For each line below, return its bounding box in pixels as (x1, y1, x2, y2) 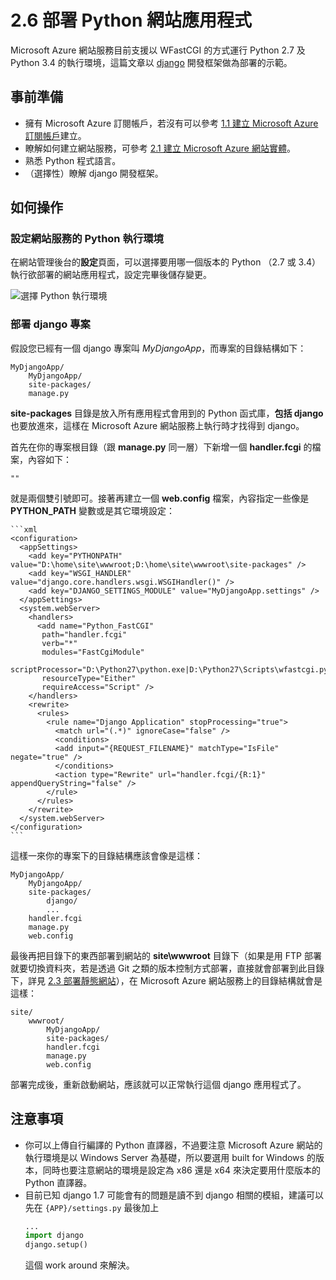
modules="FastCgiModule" (41, 647, 145, 657)
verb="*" (41, 638, 78, 648)
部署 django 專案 (10, 317, 91, 331)
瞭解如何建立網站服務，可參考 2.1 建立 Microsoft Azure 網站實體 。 (24, 142, 296, 154)
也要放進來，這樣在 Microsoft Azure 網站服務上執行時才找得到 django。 (10, 419, 305, 431)
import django (24, 1231, 84, 1241)
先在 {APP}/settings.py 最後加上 (24, 1201, 160, 1213)
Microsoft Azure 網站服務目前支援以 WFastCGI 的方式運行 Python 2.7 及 (10, 44, 306, 56)
